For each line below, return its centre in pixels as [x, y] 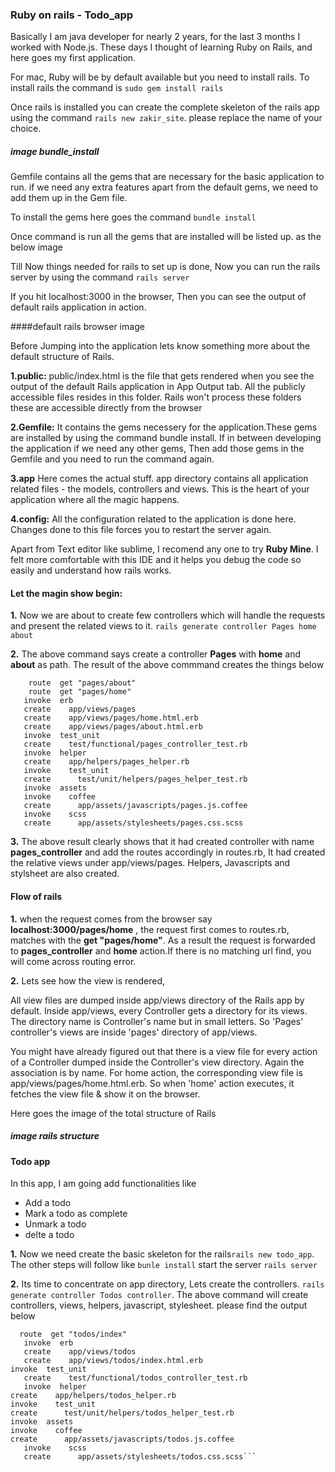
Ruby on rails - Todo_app [72, 15]
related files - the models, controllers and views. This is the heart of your [160, 489]
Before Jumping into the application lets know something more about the [160, 346]
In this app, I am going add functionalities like [103, 1184]
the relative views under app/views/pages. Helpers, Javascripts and [150, 863]
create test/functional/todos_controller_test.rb [135, 1378]
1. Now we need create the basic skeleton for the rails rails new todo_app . [162, 1254]
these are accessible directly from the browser [106, 408]
